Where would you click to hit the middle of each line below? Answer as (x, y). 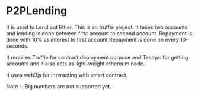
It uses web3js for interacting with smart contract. (67, 75)
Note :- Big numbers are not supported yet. (59, 86)
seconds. (17, 46)
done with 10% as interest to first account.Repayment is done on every (92, 39)
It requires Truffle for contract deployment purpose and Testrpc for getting (97, 57)
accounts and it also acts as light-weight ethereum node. (76, 64)
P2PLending (37, 11)
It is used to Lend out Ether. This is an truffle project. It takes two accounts (97, 27)
